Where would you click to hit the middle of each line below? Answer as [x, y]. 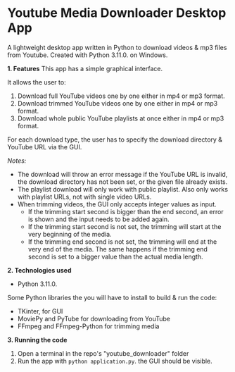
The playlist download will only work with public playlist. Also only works [123, 189]
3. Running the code [37, 340]
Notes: [17, 161]
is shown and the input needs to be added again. [99, 219]
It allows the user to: [37, 82]
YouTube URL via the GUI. [45, 147]
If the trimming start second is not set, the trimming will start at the [125, 226]
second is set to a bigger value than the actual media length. [115, 256]
